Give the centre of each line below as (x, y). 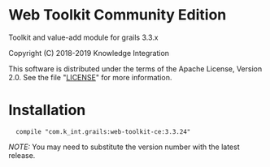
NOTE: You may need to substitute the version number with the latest (124, 147)
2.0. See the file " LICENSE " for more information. (90, 77)
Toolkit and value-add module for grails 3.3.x (83, 37)
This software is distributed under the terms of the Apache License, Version (135, 69)
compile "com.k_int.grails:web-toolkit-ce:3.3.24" (103, 131)
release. (22, 155)
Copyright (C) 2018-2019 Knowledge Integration (89, 53)
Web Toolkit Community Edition (118, 15)
